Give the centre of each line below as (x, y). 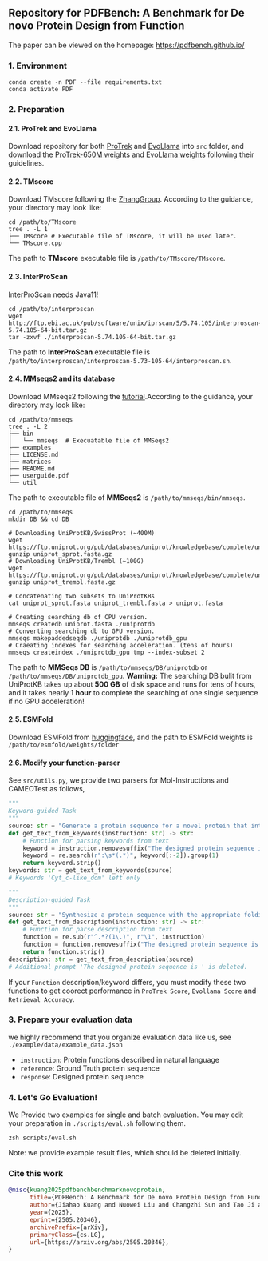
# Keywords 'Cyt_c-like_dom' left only (75, 878)
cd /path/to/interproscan (51, 309)
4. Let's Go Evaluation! (53, 1097)
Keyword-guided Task (43, 811)
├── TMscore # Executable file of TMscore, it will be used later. (123, 236)
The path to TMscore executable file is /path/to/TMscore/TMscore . (117, 258)
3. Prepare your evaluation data (71, 1019)
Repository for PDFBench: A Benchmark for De (126, 13)
